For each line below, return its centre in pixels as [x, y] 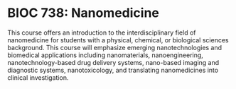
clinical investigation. [38, 77]
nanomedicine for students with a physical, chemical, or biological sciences [118, 40]
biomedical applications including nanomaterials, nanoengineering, [106, 55]
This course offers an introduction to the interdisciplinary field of [102, 32]
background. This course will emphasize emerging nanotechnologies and [115, 47]
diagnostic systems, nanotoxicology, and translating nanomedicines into [113, 70]
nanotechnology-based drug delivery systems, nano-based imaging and [113, 62]
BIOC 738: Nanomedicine [84, 13]
